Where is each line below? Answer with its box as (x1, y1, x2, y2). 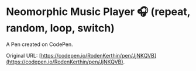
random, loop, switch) (6, 22, 115, 35)
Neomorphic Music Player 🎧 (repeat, (6, 5, 191, 19)
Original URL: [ (6, 52, 42, 59)
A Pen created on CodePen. (6, 41, 73, 48)
